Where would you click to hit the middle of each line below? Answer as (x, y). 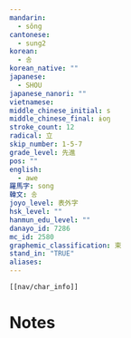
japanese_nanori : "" (48, 93)
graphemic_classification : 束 (65, 246)
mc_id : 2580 (32, 237)
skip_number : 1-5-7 (46, 144)
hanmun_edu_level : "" (50, 220)
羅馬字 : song (32, 187)
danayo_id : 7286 (40, 228)
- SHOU (30, 85)
